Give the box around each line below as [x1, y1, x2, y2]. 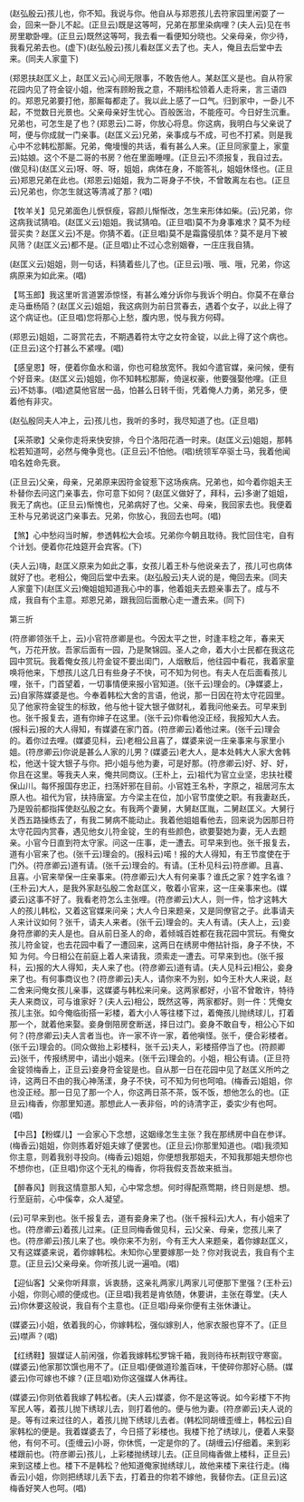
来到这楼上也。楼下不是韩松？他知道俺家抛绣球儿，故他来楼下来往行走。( [9, 1460, 282, 1470]
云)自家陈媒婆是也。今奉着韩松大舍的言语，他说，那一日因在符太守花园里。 [9, 690, 290, 701]
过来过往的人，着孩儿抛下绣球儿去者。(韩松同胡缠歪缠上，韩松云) [40, 1415, 285, 1425]
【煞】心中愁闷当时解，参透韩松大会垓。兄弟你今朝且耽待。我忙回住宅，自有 [9, 530, 295, 540]
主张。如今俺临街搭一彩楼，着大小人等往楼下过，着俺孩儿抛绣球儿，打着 [24, 1007, 295, 1018]
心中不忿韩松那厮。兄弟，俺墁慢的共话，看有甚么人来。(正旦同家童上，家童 [9, 141, 290, 152]
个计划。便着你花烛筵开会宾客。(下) [9, 541, 143, 552]
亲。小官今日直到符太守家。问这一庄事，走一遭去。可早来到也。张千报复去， [9, 838, 295, 848]
